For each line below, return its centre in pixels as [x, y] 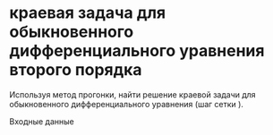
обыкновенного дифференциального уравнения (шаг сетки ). [127, 104]
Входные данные [42, 121]
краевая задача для [88, 13]
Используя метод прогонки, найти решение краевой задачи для [133, 94]
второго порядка [76, 70]
